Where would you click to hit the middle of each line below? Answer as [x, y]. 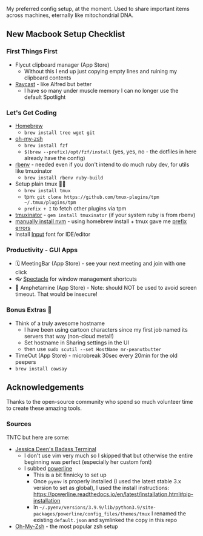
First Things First [32, 52]
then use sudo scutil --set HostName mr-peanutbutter [93, 349]
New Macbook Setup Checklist [66, 34]
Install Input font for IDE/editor [53, 234]
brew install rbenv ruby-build [64, 178]
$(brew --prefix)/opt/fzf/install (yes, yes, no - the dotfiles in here [110, 152]
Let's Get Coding [32, 113]
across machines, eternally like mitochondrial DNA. [70, 15]
